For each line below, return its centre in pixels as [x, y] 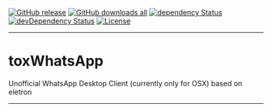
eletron [20, 92]
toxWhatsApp [56, 61]
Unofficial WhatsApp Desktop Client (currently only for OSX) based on [125, 83]
